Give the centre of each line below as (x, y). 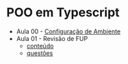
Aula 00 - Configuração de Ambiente (68, 31)
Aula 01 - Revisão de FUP (52, 38)
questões (40, 53)
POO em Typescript (63, 13)
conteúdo (40, 46)
